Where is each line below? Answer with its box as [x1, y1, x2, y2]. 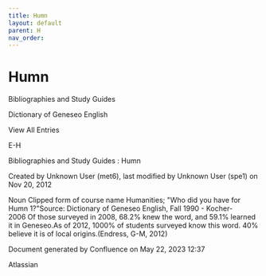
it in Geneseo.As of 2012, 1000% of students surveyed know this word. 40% [8, 220, 259, 231]
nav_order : [8, 33, 45, 42]
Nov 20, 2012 [8, 180, 53, 189]
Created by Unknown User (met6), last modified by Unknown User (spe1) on [8, 172, 259, 181]
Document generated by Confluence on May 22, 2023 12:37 [8, 244, 205, 255]
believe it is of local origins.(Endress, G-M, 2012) [8, 229, 168, 239]
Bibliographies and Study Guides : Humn [8, 156, 142, 165]
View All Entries [8, 125, 60, 135]
